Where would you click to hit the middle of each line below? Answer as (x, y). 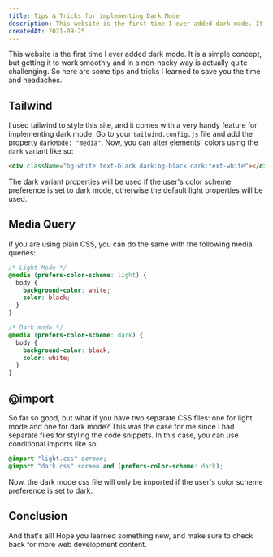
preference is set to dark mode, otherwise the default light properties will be (136, 190)
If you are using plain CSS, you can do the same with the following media (130, 244)
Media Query (42, 224)
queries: (22, 252)
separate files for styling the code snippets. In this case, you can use (123, 435)
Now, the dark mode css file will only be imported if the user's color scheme (136, 481)
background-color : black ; (67, 350)
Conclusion (38, 516)
